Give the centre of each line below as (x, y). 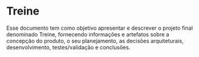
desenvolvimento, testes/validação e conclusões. (68, 47)
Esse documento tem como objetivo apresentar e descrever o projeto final (100, 28)
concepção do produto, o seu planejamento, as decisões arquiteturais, (95, 41)
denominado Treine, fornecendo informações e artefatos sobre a (88, 34)
